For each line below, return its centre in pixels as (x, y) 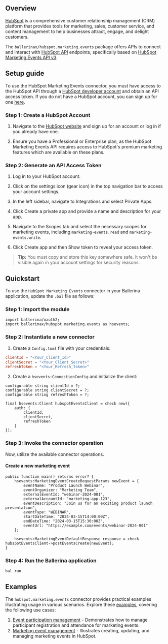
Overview (21, 8)
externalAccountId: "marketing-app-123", (68, 499)
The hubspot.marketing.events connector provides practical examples (78, 599)
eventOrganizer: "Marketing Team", (61, 490)
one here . (15, 102)
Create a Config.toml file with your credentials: (61, 348)
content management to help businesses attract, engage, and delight (77, 31)
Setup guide (25, 73)
